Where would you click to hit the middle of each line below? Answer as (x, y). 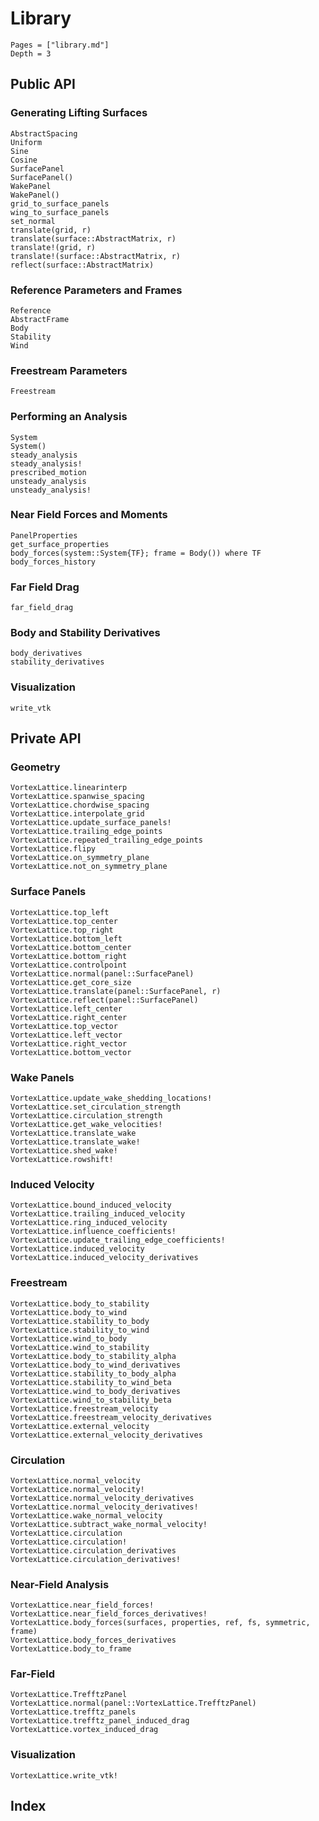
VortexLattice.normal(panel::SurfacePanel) (102, 973)
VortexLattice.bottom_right (69, 956)
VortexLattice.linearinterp (69, 788)
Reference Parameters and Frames (96, 290)
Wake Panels (42, 1077)
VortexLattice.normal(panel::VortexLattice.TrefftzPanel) (133, 1703)
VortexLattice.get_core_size (71, 982)
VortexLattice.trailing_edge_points (86, 832)
